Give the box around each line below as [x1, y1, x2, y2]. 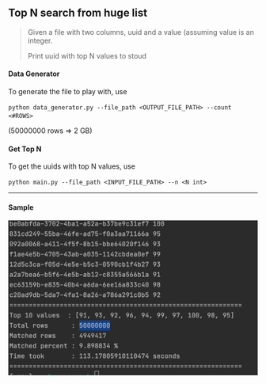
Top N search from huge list [8, 6, 148, 20]
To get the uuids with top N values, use [8, 162, 136, 171]
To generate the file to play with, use [8, 87, 127, 97]
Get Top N [8, 144, 42, 154]
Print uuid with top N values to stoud [27, 51, 146, 60]
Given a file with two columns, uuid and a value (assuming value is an [27, 27, 255, 36]
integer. [27, 36, 53, 45]
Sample [8, 202, 34, 212]
